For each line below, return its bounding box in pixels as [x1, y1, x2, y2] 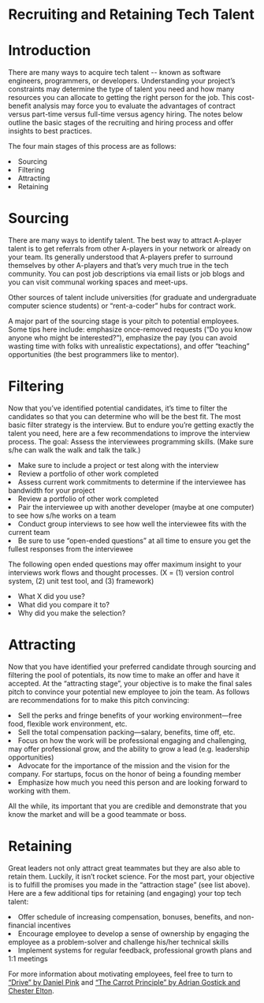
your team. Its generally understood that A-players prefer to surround [8, 252, 233, 262]
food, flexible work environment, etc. [8, 719, 128, 728]
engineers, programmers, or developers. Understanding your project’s [8, 76, 236, 86]
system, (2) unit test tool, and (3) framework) [8, 577, 154, 585]
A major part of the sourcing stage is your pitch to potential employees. [8, 317, 240, 326]
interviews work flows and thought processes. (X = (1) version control [8, 568, 235, 577]
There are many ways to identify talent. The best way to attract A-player [8, 236, 242, 245]
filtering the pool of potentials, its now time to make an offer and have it [8, 670, 240, 679]
